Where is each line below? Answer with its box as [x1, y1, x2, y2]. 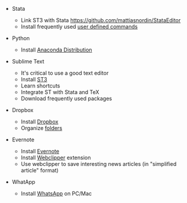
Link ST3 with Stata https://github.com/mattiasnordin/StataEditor [20, 17, 181, 23]
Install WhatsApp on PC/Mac [20, 190, 92, 197]
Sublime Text [11, 58, 45, 65]
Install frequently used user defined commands [20, 23, 138, 30]
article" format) [20, 167, 59, 174]
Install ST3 [20, 76, 47, 83]
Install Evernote [20, 148, 60, 154]
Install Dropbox [20, 118, 59, 125]
